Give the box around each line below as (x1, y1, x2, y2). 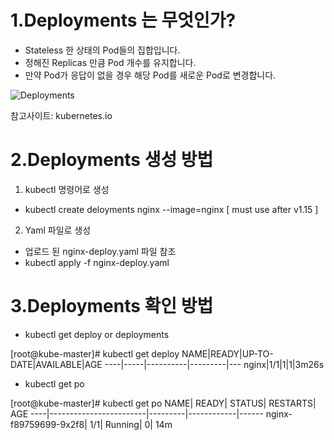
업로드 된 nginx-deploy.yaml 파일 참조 (24, 245, 177, 257)
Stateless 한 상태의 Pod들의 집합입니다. (24, 44, 181, 56)
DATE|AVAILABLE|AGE (10, 358, 103, 370)
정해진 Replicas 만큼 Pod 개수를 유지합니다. (24, 56, 197, 68)
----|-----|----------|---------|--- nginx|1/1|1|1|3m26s (104, 358, 325, 370)
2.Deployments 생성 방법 (10, 149, 214, 171)
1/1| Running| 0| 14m (89, 418, 173, 430)
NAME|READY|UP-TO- (181, 347, 274, 360)
